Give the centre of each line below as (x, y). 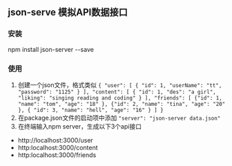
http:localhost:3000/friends (57, 155)
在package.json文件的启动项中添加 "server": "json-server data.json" (119, 118)
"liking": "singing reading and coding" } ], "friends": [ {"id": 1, (120, 98)
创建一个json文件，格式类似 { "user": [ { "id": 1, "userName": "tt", (120, 84)
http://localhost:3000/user (56, 140)
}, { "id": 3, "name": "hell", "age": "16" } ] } (91, 110)
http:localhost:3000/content (58, 147)
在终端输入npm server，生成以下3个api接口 (80, 126)
